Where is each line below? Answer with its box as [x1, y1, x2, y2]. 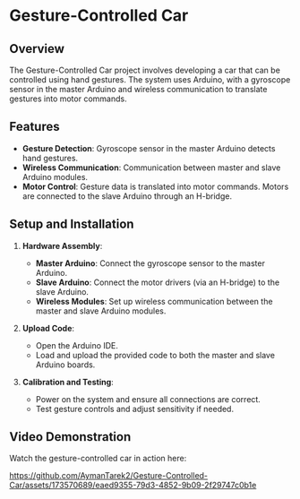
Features [9, 119, 60, 134]
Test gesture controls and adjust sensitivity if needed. [35, 403, 235, 414]
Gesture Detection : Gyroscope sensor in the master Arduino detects [21, 142, 276, 153]
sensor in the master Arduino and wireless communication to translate [9, 84, 268, 94]
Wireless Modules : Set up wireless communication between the [35, 296, 273, 306]
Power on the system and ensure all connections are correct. [35, 393, 261, 404]
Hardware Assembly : [21, 240, 103, 251]
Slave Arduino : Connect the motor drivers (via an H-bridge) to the [35, 277, 280, 288]
